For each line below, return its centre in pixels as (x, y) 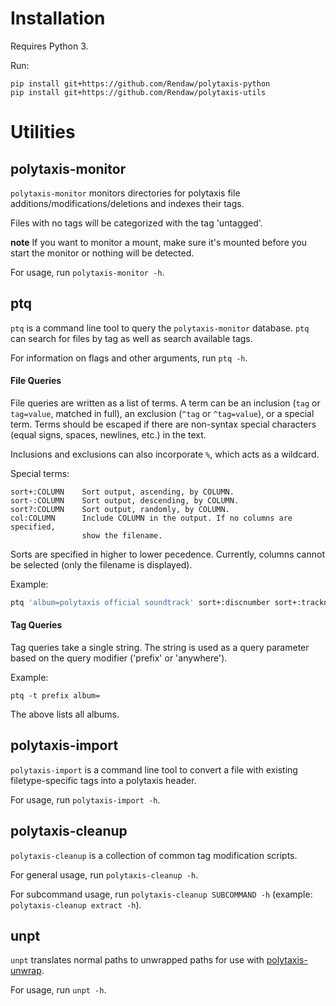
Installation (58, 18)
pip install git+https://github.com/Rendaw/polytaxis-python (140, 83)
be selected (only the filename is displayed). (101, 564)
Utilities (43, 132)
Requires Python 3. (49, 46)
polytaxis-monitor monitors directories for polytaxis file (125, 193)
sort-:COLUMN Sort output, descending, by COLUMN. (125, 500)
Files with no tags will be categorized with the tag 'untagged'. (136, 223)
